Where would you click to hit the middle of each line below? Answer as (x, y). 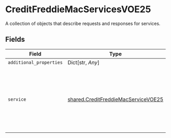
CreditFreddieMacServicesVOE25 (78, 9)
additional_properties (35, 62)
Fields (15, 39)
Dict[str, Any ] (83, 62)
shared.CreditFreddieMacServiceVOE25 (116, 99)
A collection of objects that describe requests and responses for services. (83, 23)
